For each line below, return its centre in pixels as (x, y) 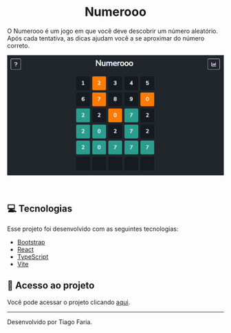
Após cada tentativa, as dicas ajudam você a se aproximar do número (106, 38)
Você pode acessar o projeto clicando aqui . (69, 302)
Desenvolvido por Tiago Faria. (50, 322)
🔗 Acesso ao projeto (51, 286)
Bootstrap (31, 242)
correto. (18, 45)
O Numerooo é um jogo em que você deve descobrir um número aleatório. (113, 31)
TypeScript (33, 256)
